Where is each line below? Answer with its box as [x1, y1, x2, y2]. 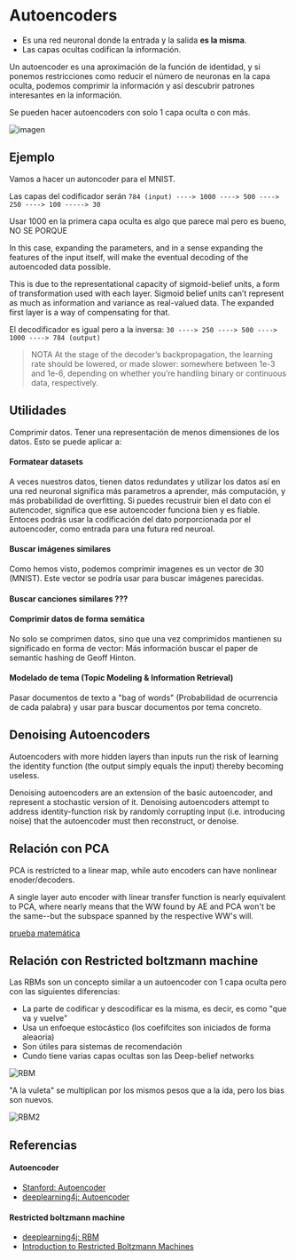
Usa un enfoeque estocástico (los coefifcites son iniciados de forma [21, 1023, 272, 1033]
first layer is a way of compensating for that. [9, 307, 171, 317]
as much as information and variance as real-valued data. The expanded [9, 297, 275, 307]
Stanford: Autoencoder [21, 1183, 106, 1192]
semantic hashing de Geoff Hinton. [9, 652, 136, 663]
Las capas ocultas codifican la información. [21, 44, 182, 54]
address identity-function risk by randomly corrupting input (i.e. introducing [9, 806, 285, 817]
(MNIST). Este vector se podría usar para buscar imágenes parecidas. [9, 572, 264, 583]
